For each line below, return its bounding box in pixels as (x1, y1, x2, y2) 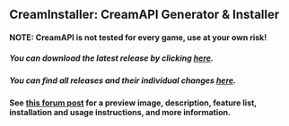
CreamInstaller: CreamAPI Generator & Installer (9, 7, 280, 22)
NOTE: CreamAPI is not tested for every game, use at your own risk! (9, 31, 267, 43)
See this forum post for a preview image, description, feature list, (9, 97, 258, 108)
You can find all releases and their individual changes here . (9, 75, 236, 86)
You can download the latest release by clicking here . (9, 53, 214, 63)
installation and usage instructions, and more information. (9, 107, 232, 118)
